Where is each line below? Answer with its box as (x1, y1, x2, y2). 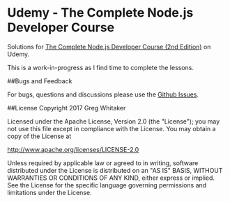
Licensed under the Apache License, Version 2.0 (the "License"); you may (7, 117, 220, 126)
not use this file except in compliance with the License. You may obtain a (7, 124, 216, 133)
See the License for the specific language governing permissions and (7, 180, 207, 189)
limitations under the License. (7, 188, 92, 196)
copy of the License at (7, 132, 72, 140)
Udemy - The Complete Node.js (7, 5, 194, 21)
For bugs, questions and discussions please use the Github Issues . (7, 90, 199, 99)
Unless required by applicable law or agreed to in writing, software (7, 158, 199, 167)
